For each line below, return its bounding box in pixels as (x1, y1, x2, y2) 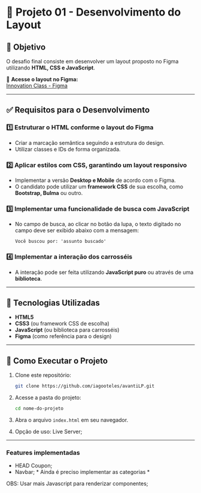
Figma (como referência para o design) (14, 333, 112, 340)
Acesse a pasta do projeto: (14, 394, 82, 401)
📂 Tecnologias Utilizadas (6, 297, 100, 308)
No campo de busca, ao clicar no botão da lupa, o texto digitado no (14, 221, 181, 228)
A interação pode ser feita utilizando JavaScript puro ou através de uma (14, 269, 194, 276)
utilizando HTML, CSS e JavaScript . (6, 64, 96, 71)
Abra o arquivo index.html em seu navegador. (14, 416, 129, 424)
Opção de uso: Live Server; (14, 428, 83, 435)
